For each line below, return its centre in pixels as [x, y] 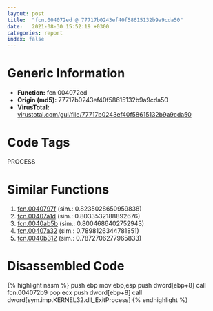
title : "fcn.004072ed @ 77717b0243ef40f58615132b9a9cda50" [95, 20]
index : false [26, 39]
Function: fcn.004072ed [52, 93]
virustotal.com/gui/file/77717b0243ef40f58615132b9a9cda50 [104, 115]
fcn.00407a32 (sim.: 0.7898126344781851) [78, 230]
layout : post [26, 13]
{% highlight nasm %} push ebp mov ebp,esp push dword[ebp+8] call [107, 285]
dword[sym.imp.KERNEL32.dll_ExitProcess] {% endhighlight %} [98, 300]
